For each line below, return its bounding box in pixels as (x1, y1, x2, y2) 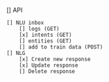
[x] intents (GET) (19, 31, 72, 38)
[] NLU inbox (6, 19, 44, 26)
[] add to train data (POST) (19, 44, 103, 51)
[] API (6, 6, 23, 14)
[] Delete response (19, 68, 76, 75)
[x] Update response (19, 62, 78, 69)
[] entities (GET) (19, 38, 72, 44)
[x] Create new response (19, 56, 91, 63)
